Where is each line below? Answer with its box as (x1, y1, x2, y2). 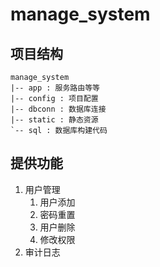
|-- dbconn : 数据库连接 (10, 104, 107, 114)
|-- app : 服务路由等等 (10, 83, 100, 93)
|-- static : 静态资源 (10, 115, 99, 125)
